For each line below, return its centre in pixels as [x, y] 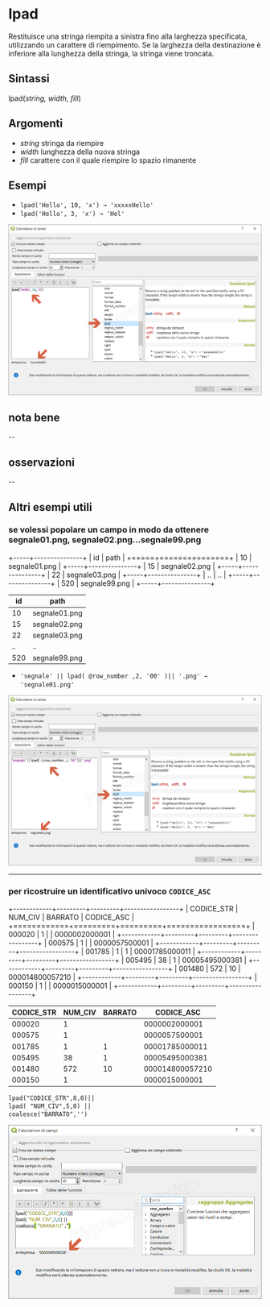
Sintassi [29, 79]
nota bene [34, 417]
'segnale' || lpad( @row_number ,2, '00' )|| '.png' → [114, 676]
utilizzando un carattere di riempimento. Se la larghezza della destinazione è [135, 44]
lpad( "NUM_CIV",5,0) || [50, 1106]
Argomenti [35, 124]
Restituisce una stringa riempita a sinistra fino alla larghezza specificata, [128, 36]
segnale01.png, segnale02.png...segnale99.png [105, 540]
